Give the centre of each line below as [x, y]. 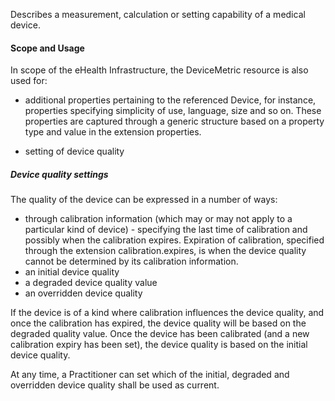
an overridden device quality [83, 293]
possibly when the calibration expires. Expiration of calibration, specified [174, 240]
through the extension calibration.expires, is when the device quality [165, 251]
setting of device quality [74, 151]
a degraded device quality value [91, 283]
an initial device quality [72, 272]
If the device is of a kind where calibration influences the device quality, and [167, 313]
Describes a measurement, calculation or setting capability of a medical [158, 14]
